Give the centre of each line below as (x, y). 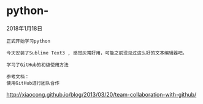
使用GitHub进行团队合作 (33, 83)
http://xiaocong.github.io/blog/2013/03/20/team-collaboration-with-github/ (101, 94)
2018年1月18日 (25, 28)
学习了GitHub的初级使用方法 (37, 65)
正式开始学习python (29, 41)
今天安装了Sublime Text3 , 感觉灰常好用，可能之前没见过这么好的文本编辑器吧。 (97, 53)
